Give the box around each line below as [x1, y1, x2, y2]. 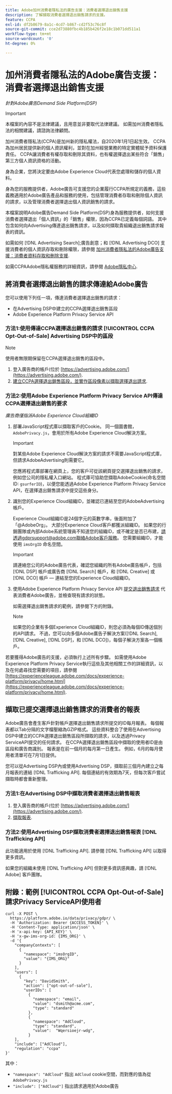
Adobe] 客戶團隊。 [5, 871, 45, 877]
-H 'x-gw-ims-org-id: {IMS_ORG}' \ [10, 934, 86, 939]
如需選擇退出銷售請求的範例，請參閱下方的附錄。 [12, 603, 116, 609]
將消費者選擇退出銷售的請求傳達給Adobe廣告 [5, 280, 148, 289]
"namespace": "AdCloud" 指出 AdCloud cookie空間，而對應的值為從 [12, 1071, 152, 1078]
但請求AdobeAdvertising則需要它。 [12, 457, 87, 463]
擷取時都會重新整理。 [5, 776, 50, 782]
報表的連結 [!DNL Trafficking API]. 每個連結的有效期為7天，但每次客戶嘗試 [9, 769, 165, 776]
